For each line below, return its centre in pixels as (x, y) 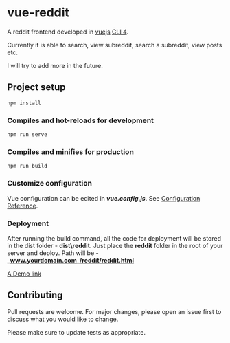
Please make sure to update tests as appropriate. (77, 332)
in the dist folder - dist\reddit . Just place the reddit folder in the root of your (115, 245)
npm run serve (27, 135)
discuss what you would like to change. (63, 319)
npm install (24, 103)
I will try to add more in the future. (55, 65)
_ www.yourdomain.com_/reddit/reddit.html (71, 260)
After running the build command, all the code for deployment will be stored (114, 238)
